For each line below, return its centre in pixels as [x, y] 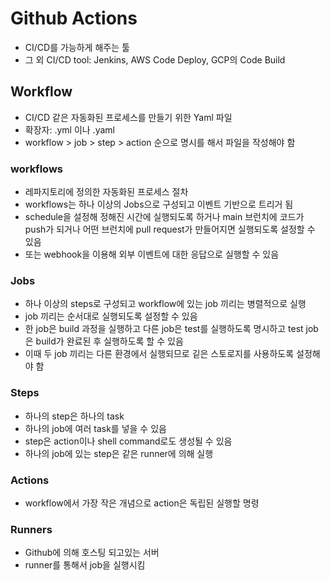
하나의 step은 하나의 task [74, 416]
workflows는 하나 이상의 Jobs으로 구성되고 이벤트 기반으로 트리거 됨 [159, 204]
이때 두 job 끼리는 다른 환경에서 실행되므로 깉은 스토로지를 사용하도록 [159, 354]
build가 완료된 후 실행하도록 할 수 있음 [109, 341]
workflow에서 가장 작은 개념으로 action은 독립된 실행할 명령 [142, 503]
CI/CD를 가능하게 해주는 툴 [77, 47]
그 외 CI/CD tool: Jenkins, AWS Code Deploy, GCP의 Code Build [155, 59]
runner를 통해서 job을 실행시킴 [85, 565]
